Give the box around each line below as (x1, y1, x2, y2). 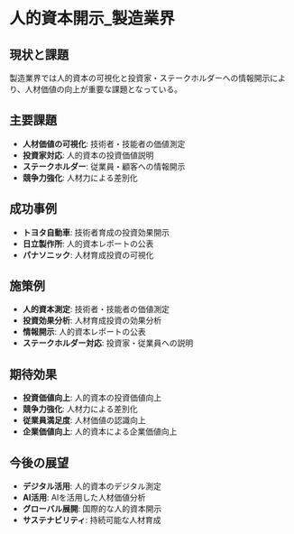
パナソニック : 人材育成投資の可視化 (22, 249, 154, 260)
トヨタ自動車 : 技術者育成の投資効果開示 (22, 226, 170, 237)
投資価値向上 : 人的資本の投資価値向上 (22, 392, 162, 403)
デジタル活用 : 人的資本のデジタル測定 (22, 481, 162, 492)
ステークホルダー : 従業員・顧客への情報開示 (22, 161, 186, 171)
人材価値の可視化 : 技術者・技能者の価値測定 (22, 138, 186, 149)
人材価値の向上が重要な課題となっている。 (24, 84, 183, 95)
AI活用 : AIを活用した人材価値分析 (22, 493, 146, 503)
